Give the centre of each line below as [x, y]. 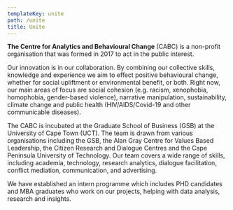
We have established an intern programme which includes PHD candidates [115, 184]
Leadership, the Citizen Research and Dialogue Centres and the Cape [107, 148]
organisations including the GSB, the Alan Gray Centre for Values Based [111, 141]
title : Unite [26, 27]
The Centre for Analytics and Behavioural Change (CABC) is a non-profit [114, 47]
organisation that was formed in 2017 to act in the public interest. [101, 54]
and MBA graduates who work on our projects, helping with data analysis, [114, 191]
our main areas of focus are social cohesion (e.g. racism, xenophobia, [108, 90]
